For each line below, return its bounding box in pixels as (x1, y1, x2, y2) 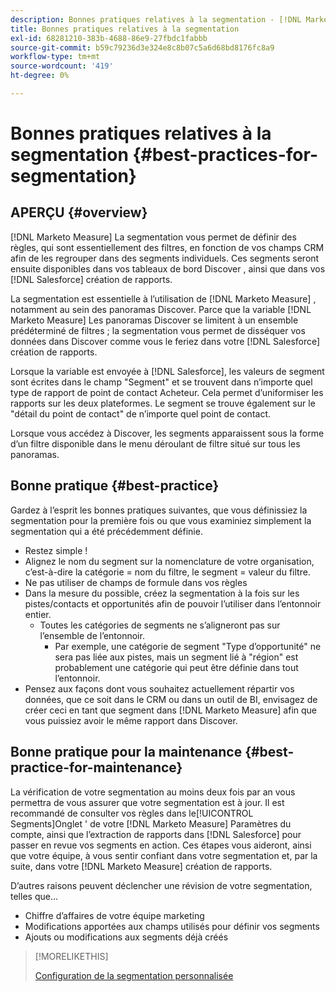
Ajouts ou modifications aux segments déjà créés (24, 931, 229, 943)
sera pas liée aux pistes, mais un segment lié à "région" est (54, 651, 299, 663)
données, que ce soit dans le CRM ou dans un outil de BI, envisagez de (24, 693, 318, 705)
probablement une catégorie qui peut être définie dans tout (54, 661, 299, 673)
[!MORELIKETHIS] (34, 950, 109, 962)
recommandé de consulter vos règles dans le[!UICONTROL (10, 807, 254, 819)
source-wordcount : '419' (10, 61, 114, 71)
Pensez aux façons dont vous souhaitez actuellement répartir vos (24, 682, 295, 695)
